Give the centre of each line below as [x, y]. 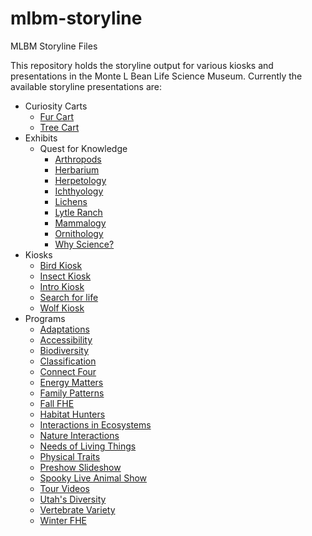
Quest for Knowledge [83, 148]
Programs [45, 318]
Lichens [71, 201]
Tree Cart [59, 127]
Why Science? [84, 244]
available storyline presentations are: [86, 86]
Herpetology [80, 180]
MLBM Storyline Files [54, 46]
